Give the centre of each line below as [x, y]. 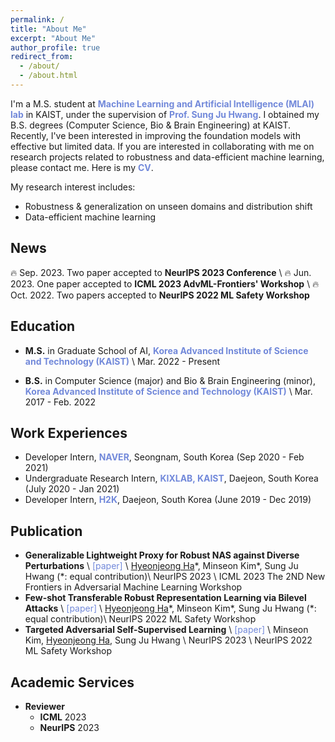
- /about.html [48, 76]
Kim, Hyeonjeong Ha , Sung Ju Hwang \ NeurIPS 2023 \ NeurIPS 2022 [168, 640]
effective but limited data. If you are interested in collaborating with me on [162, 146]
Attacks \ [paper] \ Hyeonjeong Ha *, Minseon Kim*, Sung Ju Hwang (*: [170, 608]
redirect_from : [42, 57]
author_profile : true [55, 47]
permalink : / [37, 19]
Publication [46, 531]
